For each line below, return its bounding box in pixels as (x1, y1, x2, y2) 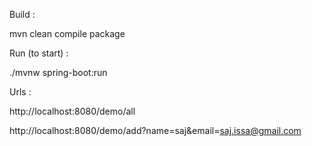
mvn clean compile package (9, 28, 126, 39)
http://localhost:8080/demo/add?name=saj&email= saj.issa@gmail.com (9, 125, 302, 136)
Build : (9, 9, 36, 20)
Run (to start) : (9, 47, 69, 59)
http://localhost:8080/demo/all (9, 105, 136, 117)
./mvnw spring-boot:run (9, 67, 108, 78)
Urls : (9, 86, 32, 98)
